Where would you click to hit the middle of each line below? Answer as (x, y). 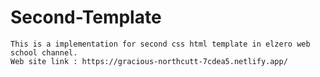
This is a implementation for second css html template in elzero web (160, 44)
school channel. (44, 52)
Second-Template (86, 17)
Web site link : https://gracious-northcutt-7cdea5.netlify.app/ (149, 61)
